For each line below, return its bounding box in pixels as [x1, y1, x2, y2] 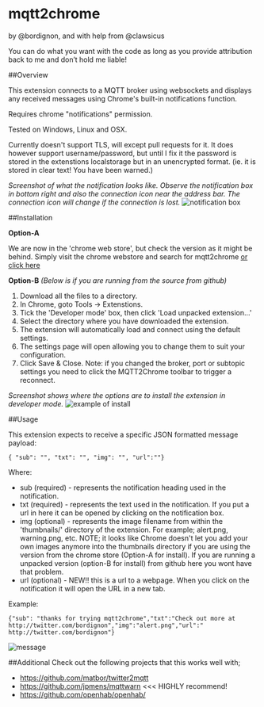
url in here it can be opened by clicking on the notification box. [19, 508, 224, 518]
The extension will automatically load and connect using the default [19, 324, 240, 334]
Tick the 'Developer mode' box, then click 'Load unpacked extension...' [19, 308, 252, 317]
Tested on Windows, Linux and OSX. [8, 124, 128, 134]
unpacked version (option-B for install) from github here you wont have [19, 558, 252, 568]
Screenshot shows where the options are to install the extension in [8, 390, 226, 400]
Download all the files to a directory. [19, 291, 138, 300]
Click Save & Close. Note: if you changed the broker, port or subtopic [19, 358, 246, 368]
